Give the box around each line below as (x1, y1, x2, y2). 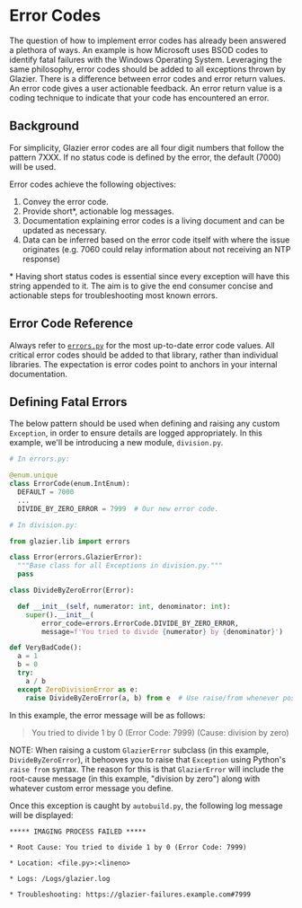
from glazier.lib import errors (9, 536, 130, 546)
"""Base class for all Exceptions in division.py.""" (17, 561, 223, 570)
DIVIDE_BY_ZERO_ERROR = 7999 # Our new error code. (17, 504, 219, 513)
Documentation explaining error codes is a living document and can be (22, 215, 285, 225)
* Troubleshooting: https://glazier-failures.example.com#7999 (9, 890, 252, 899)
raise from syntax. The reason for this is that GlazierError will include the (9, 763, 285, 774)
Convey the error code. (22, 196, 110, 207)
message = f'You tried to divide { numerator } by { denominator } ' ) (41, 627, 283, 636)
